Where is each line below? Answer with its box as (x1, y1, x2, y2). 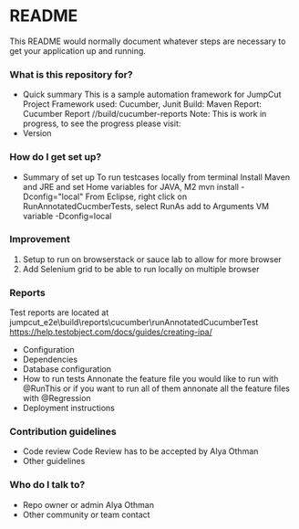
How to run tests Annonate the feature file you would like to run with (22, 374, 279, 385)
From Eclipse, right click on (85, 191, 188, 202)
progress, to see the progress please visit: (22, 118, 181, 129)
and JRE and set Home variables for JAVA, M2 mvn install (22, 181, 240, 192)
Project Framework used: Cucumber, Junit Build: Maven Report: (22, 99, 263, 110)
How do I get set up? (9, 151, 102, 164)
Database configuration (22, 364, 112, 375)
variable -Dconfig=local (22, 210, 112, 221)
